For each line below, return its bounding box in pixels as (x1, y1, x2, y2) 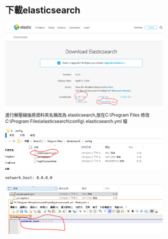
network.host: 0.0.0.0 (5, 175, 52, 181)
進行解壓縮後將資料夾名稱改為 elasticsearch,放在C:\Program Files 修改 (5, 111, 150, 118)
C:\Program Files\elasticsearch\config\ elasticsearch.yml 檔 (5, 118, 127, 124)
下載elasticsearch (5, 5, 81, 16)
